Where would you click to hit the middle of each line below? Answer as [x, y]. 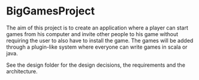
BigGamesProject [51, 11]
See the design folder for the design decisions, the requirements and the [96, 65]
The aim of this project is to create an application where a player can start [97, 28]
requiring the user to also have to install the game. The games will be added [100, 40]
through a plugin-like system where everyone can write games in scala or [97, 47]
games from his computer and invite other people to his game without [92, 34]
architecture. [22, 71]
